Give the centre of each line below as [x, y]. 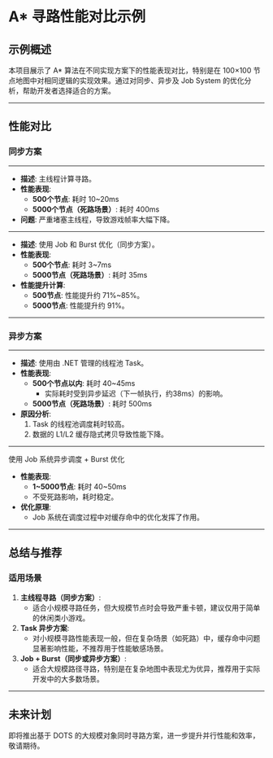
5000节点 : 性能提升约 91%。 [80, 305]
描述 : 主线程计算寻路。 [58, 178]
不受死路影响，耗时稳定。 [75, 497]
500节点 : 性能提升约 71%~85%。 [88, 295]
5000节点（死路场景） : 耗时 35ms [90, 274]
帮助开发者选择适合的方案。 [69, 91]
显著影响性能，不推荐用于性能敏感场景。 [100, 648]
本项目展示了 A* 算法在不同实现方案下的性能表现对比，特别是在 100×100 [130, 70]
